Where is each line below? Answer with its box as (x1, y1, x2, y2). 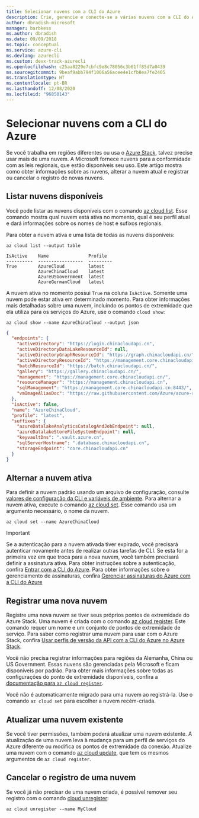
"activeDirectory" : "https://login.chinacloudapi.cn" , (17, 341, 155, 347)
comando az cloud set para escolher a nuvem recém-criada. (6, 697, 156, 705)
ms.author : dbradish (6, 31, 57, 37)
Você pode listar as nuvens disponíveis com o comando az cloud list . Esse (6, 207, 188, 214)
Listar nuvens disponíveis (6, 191, 104, 201)
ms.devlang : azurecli (6, 53, 60, 59)
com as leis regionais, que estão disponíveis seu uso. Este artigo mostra (6, 161, 182, 169)
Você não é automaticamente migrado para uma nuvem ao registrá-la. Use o (6, 691, 193, 698)
